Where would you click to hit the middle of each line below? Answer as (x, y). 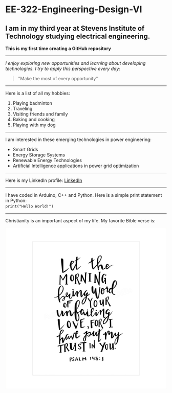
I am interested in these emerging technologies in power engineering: (79, 140)
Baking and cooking (34, 119)
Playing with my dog (34, 125)
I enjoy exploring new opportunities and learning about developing (76, 63)
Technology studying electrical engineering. (78, 36)
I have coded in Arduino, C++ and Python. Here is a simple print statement (84, 195)
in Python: (16, 201)
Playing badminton (33, 103)
